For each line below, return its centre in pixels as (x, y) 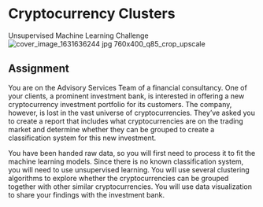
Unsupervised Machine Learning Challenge (78, 35)
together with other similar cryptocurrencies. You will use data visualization (130, 187)
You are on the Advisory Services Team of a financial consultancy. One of (128, 87)
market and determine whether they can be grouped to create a (111, 129)
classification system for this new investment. (82, 138)
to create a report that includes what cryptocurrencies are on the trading (126, 121)
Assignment (39, 69)
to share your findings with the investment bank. (87, 194)
